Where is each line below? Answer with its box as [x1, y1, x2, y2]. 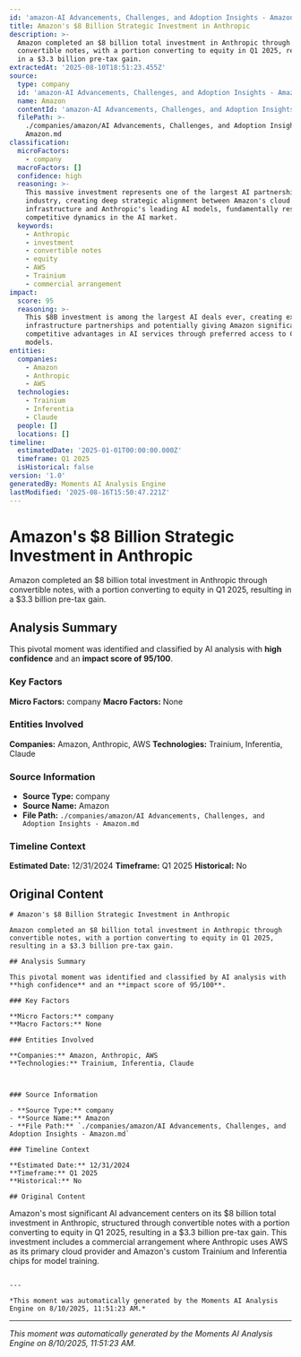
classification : [9, 138, 70, 147]
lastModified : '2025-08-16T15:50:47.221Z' [9, 487, 170, 497]
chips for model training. [9, 1256, 100, 1267]
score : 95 [17, 296, 54, 305]
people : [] [17, 421, 58, 430]
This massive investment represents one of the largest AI [25, 188, 251, 197]
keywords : [17, 221, 54, 230]
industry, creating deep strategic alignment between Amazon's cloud [25, 196, 291, 206]
